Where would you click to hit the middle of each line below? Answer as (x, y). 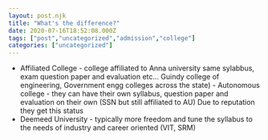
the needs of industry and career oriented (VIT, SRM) (108, 128)
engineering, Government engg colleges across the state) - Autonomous (140, 86)
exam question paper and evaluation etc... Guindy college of (120, 77)
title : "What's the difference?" (64, 23)
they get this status (52, 111)
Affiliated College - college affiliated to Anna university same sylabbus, (137, 68)
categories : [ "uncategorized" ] (61, 46)
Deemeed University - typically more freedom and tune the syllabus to (136, 119)
